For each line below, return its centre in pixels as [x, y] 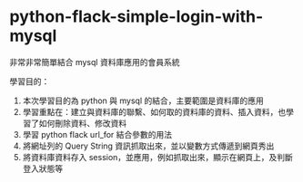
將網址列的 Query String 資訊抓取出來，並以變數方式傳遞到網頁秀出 [148, 146]
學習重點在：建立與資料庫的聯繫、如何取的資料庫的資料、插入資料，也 [154, 111]
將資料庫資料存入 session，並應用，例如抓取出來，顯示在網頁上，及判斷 [158, 157]
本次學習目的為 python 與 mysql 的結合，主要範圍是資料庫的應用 [143, 101]
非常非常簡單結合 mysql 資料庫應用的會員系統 [95, 62]
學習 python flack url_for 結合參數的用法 [97, 134]
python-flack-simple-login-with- [136, 17]
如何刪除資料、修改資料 [83, 123]
